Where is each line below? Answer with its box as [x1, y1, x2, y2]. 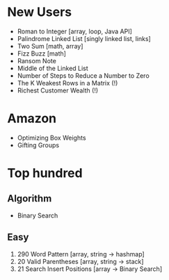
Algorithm [7, 192, 52, 205]
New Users [7, 4, 72, 20]
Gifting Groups [17, 140, 60, 149]
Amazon [7, 110, 57, 126]
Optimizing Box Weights [17, 133, 86, 142]
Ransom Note [17, 56, 57, 65]
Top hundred [7, 165, 83, 181]
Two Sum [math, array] [17, 42, 83, 50]
